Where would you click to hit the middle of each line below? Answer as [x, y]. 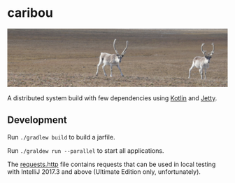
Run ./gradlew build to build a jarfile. [61, 137]
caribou [30, 13]
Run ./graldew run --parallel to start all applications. [86, 150]
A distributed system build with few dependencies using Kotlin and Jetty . [112, 98]
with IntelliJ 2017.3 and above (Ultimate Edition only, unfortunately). [104, 171]
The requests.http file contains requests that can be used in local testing [112, 164]
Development [37, 120]
